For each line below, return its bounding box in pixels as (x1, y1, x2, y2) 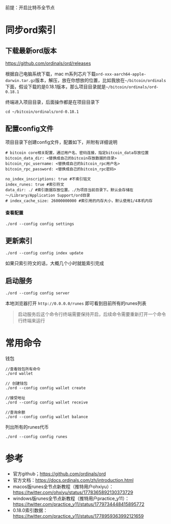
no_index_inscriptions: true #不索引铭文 (5, 176, 91, 182)
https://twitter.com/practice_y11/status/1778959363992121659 (12, 513, 144, 519)
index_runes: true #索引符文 (5, 182, 65, 187)
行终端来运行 (17, 317, 45, 324)
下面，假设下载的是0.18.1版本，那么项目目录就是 (5, 84, 106, 90)
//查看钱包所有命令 (5, 366, 41, 372)
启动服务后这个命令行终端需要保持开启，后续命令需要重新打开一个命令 (17, 311, 166, 317)
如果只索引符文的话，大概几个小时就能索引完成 (5, 260, 104, 266)
